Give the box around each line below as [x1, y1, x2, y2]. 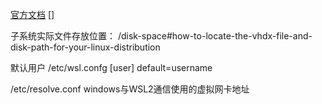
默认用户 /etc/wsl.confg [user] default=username [10, 62, 213, 73]
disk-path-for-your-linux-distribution [10, 41, 161, 53]
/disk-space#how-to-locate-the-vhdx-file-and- [117, 30, 313, 42]
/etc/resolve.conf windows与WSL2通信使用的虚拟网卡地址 [10, 83, 250, 95]
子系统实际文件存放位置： [10, 30, 116, 42]
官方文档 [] [10, 9, 55, 20]
